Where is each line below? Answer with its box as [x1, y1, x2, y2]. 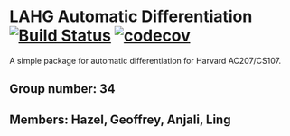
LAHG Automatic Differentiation [9, 6, 253, 27]
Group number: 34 [9, 81, 116, 96]
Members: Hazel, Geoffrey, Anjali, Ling [9, 112, 231, 127]
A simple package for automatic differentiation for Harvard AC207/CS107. [9, 55, 282, 66]
